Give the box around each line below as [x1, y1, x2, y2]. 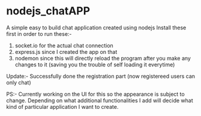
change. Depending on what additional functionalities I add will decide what [6, 97, 193, 104]
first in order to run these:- [6, 30, 72, 37]
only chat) [6, 79, 31, 86]
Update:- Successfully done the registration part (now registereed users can [6, 72, 196, 80]
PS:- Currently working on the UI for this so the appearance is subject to [6, 90, 185, 97]
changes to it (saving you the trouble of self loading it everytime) [14, 61, 175, 68]
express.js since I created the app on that [14, 48, 118, 55]
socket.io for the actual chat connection [14, 42, 114, 49]
